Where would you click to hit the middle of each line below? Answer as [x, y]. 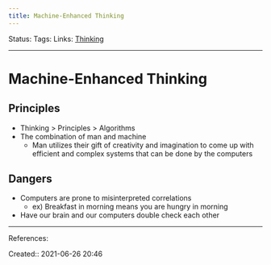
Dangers [30, 179]
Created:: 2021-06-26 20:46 [56, 254]
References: [28, 238]
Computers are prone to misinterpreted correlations [106, 198]
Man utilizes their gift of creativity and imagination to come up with [143, 145]
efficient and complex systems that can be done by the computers [142, 153]
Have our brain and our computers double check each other [120, 215]
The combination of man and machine [83, 136]
